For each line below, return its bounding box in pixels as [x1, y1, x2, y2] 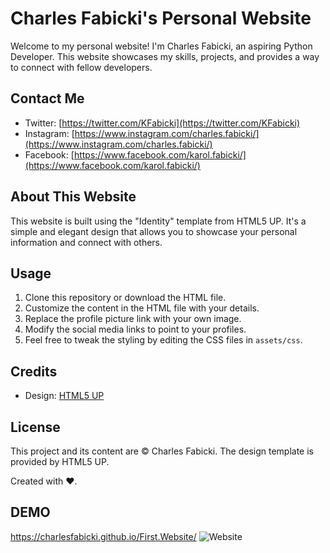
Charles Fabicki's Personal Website [10, 7, 312, 30]
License [10, 418, 61, 436]
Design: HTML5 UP [24, 390, 105, 402]
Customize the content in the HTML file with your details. [24, 302, 260, 314]
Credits [10, 363, 58, 380]
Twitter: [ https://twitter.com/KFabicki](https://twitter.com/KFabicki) [24, 117, 301, 129]
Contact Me [10, 90, 85, 107]
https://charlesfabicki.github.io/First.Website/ [10, 530, 197, 542]
